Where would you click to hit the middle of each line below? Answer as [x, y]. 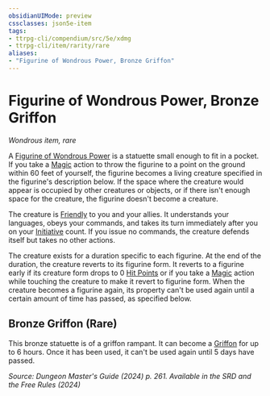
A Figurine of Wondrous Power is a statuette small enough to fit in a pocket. [134, 156]
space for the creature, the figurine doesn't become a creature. [114, 198]
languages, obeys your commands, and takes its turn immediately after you [133, 223]
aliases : [23, 53]
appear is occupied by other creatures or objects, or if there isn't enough [129, 190]
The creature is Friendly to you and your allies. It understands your [119, 214]
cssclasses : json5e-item [50, 23]
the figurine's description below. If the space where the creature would [126, 181]
